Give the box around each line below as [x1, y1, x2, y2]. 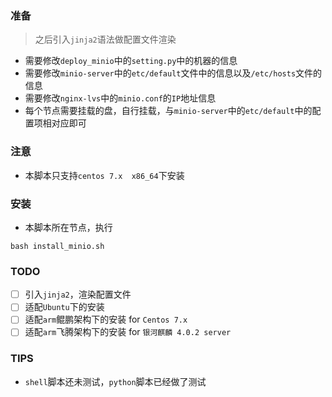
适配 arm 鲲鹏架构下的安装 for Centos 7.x [24, 313, 188, 326]
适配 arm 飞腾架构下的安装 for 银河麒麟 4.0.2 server [24, 326, 232, 338]
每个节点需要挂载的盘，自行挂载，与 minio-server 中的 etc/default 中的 [24, 105, 313, 117]
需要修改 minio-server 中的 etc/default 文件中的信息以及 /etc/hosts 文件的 [24, 67, 323, 79]
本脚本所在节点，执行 [24, 221, 113, 233]
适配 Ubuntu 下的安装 [24, 301, 105, 313]
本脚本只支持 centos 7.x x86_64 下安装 [24, 169, 185, 181]
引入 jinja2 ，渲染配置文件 [24, 288, 132, 301]
